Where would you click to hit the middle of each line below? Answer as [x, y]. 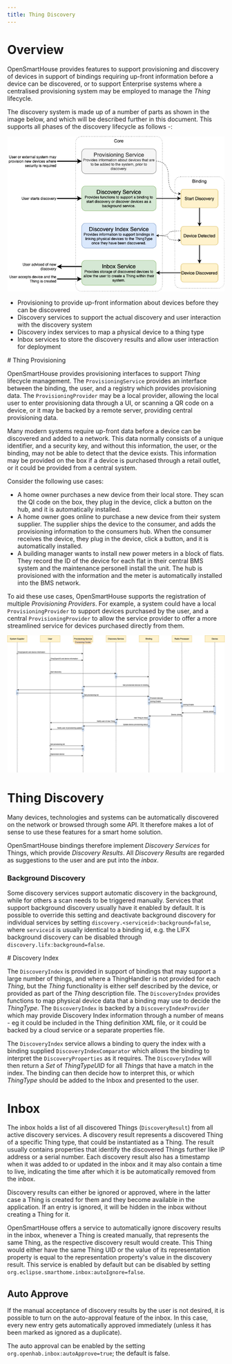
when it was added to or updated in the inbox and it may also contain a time [115, 1164]
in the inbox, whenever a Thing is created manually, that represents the [108, 1235]
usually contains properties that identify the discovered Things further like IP [116, 1149]
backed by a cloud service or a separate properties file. [86, 1030]
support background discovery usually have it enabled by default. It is [106, 908]
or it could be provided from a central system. [72, 468]
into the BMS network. [49, 583]
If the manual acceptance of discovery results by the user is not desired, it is [116, 1311]
